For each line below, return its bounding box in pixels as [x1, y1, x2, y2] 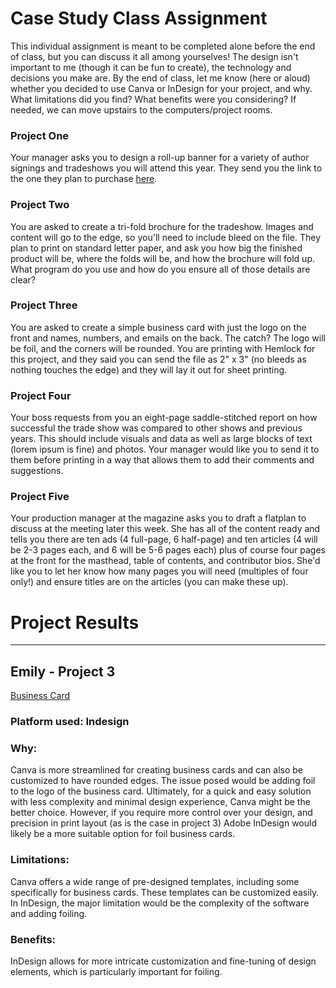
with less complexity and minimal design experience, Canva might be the [10, 796, 311, 808]
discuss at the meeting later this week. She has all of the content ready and [10, 523, 321, 535]
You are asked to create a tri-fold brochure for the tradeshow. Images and [10, 220, 314, 232]
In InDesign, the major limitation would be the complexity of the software [10, 897, 310, 909]
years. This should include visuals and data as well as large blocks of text [10, 433, 313, 445]
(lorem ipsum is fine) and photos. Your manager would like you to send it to [10, 443, 320, 456]
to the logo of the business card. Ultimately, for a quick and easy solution [10, 785, 312, 797]
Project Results [10, 611, 140, 634]
